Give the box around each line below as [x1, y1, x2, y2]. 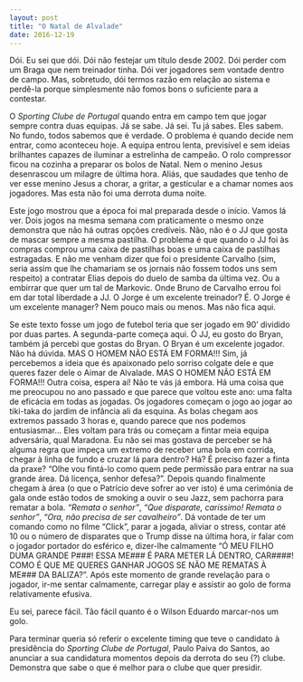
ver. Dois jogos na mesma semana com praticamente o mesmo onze [9, 215, 264, 226]
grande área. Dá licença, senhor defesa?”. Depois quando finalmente [9, 473, 266, 485]
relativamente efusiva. [9, 589, 92, 600]
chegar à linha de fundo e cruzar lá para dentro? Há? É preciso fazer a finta [9, 454, 290, 465]
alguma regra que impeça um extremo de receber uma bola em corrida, [9, 445, 276, 456]
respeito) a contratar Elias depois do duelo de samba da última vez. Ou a [9, 273, 280, 283]
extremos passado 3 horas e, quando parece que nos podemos [9, 416, 246, 427]
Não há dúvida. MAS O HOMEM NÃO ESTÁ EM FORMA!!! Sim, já [9, 348, 248, 359]
